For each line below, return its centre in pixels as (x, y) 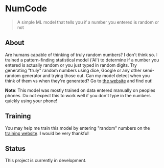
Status (15, 149)
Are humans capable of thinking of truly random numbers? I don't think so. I (81, 55)
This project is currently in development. (46, 161)
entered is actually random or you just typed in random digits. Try (71, 65)
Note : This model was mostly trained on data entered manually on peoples (80, 90)
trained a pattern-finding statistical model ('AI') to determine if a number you (82, 60)
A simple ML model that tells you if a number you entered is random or (88, 22)
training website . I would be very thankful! (47, 133)
